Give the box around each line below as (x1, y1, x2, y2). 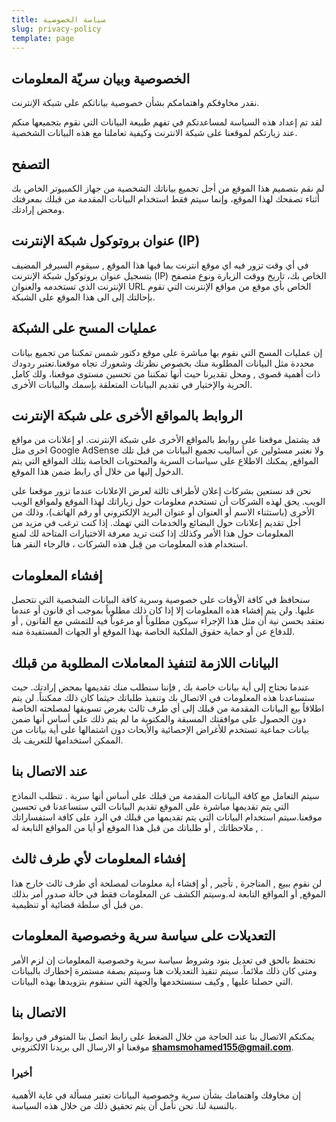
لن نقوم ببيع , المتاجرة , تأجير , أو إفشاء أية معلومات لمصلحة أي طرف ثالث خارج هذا (11, 877, 323, 889)
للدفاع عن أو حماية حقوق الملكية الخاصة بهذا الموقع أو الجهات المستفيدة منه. (11, 626, 296, 638)
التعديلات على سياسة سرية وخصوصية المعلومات (11, 927, 276, 945)
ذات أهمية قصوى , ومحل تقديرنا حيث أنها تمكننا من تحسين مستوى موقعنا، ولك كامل (11, 367, 321, 380)
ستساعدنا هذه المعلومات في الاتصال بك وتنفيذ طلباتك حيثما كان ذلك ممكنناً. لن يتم (11, 692, 315, 704)
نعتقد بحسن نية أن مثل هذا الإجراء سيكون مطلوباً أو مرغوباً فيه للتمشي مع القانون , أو (11, 615, 326, 627)
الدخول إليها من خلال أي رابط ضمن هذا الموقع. (11, 466, 184, 478)
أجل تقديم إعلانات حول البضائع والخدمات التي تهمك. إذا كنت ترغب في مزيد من (11, 517, 301, 529)
